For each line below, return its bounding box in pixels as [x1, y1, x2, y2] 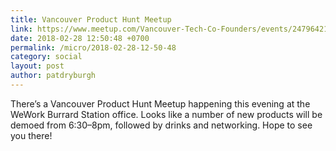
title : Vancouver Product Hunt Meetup [10, 14, 172, 25]
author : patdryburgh [10, 71, 97, 81]
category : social [10, 52, 83, 62]
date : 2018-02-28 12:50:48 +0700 [10, 33, 150, 43]
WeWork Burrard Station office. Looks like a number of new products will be [10, 108, 323, 120]
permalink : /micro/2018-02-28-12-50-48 [10, 42, 177, 53]
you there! [10, 129, 53, 141]
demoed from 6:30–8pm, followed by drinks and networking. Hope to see [10, 119, 313, 131]
